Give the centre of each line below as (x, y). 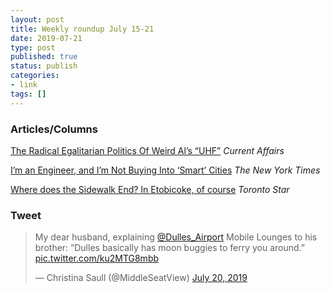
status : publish (44, 66)
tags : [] (28, 94)
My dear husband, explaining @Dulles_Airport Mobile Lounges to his (176, 237)
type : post (33, 47)
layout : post (37, 19)
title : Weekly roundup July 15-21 (82, 29)
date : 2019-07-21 (46, 38)
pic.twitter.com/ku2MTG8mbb (97, 258)
